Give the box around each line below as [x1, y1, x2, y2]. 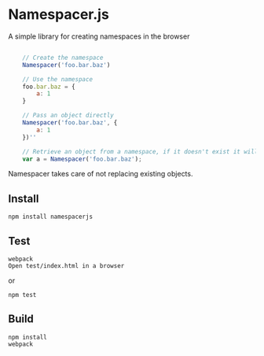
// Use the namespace [22, 75, 93, 83]
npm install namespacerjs [8, 213, 93, 221]
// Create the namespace [22, 54, 104, 61]
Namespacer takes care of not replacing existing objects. [8, 169, 193, 179]
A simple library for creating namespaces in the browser [8, 32, 190, 41]
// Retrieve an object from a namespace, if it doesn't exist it [22, 147, 241, 155]
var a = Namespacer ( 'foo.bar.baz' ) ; [22, 155, 143, 163]
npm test [8, 291, 37, 299]
